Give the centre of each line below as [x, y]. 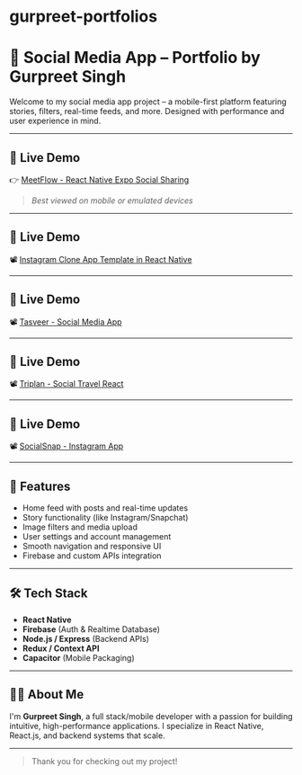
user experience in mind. [55, 121]
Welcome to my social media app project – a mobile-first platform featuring [148, 102]
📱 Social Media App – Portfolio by [135, 58]
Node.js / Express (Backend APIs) [86, 638]
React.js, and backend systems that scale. [87, 735]
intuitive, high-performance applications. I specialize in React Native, [137, 726]
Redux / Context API [61, 648]
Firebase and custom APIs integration [92, 556]
